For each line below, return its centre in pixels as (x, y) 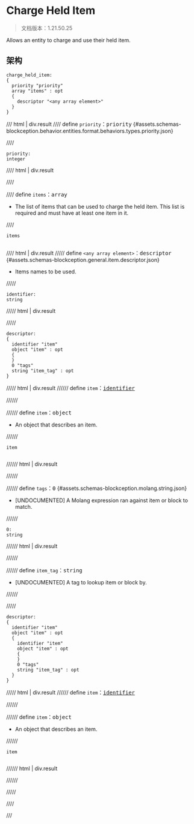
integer (16, 159)
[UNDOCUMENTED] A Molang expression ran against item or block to (102, 500)
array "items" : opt (37, 91)
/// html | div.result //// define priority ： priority (69, 124)
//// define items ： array (37, 194)
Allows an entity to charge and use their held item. (68, 40)
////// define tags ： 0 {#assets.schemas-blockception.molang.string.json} (97, 488)
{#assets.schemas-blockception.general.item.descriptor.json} (83, 260)
